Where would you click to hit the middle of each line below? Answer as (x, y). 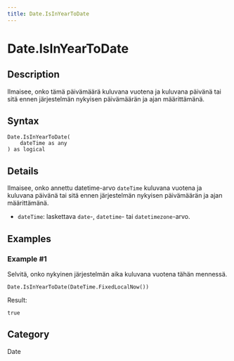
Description (33, 75)
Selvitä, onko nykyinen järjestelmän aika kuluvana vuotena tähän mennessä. (117, 274)
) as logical (26, 150)
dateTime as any (44, 144)
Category (28, 335)
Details (23, 171)
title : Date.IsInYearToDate (48, 14)
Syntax (23, 121)
